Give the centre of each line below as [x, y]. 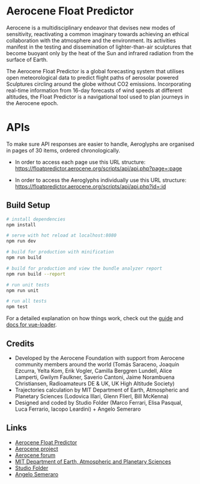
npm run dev [21, 241]
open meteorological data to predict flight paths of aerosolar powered [92, 77]
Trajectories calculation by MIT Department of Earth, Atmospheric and [102, 390]
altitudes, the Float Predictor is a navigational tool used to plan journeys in [98, 97]
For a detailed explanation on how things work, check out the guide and [95, 318]
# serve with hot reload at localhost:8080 [62, 235]
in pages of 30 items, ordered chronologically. [63, 150]
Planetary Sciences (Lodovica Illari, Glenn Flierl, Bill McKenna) [92, 396]
